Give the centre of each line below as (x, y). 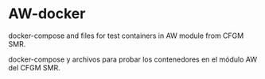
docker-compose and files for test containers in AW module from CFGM (126, 36)
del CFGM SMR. (35, 67)
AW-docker (47, 14)
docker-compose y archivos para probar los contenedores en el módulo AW (132, 59)
